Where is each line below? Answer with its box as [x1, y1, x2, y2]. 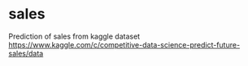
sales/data [8, 48, 44, 58]
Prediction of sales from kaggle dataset [8, 31, 141, 41]
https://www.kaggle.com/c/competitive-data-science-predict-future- [8, 39, 241, 49]
